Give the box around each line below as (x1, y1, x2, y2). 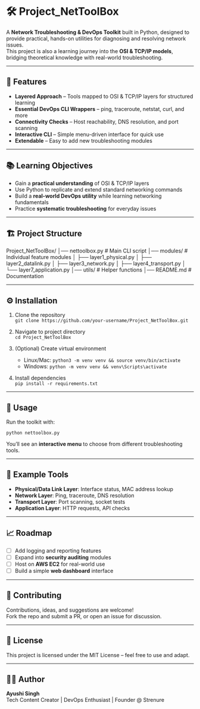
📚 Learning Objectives (6, 161, 93, 171)
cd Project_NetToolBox (14, 335, 71, 341)
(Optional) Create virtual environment (14, 345, 107, 352)
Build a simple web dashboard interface (14, 567, 114, 574)
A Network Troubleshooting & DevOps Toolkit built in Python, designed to (6, 28, 190, 36)
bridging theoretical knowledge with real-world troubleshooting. (6, 54, 163, 61)
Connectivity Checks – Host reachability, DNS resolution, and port (14, 118, 179, 125)
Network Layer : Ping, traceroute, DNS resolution (14, 492, 135, 499)
